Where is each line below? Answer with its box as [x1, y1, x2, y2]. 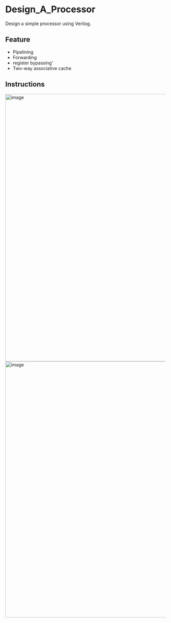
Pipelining [12, 49, 34, 55]
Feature [5, 35, 31, 44]
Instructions [5, 80, 45, 89]
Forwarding [12, 54, 37, 60]
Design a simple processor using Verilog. [5, 20, 92, 27]
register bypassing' [12, 60, 53, 66]
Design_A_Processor [5, 4, 96, 15]
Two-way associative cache [12, 65, 72, 71]
